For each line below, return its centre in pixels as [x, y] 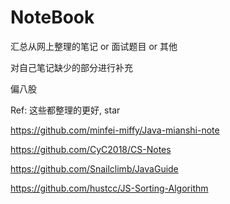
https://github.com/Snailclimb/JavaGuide [94, 168]
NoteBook [52, 17]
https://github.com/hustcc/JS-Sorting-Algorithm [109, 188]
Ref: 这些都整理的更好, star [65, 110]
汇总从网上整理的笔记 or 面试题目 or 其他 [94, 46]
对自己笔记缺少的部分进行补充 [71, 67]
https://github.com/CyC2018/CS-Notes [91, 149]
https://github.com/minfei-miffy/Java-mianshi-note [115, 130]
